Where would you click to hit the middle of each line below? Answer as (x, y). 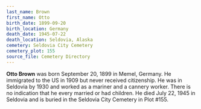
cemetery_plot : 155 (31, 51)
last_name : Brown (28, 12)
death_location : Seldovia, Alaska (50, 40)
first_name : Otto (28, 17)
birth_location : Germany (37, 29)
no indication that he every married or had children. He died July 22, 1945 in (101, 93)
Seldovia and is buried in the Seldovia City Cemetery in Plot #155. (88, 99)
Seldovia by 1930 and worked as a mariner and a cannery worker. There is (99, 86)
